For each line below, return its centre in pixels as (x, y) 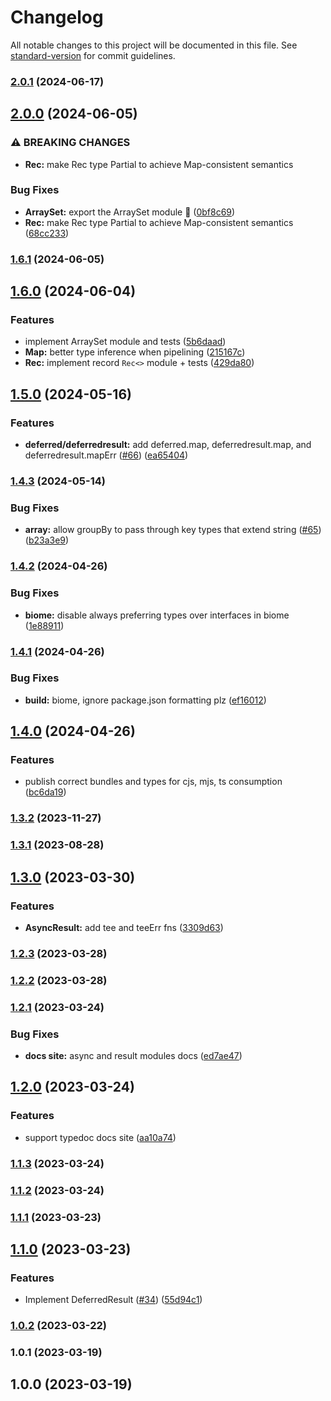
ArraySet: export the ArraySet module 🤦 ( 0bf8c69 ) (130, 212)
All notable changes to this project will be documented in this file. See (154, 45)
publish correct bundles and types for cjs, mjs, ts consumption (153, 782)
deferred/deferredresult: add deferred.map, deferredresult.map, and (168, 445)
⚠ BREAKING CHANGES (70, 143)
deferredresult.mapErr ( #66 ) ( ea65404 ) (106, 455)
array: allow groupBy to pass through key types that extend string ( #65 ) (173, 530)
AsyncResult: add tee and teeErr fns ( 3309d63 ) (124, 928)
